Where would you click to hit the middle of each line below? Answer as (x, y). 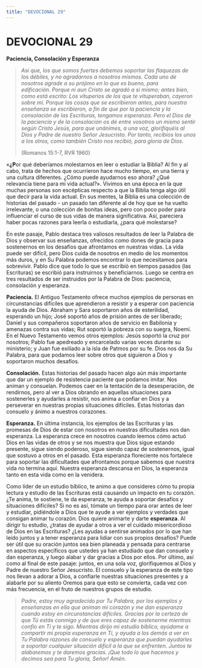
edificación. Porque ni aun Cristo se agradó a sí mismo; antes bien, (105, 89)
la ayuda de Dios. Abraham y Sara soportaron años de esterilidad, (88, 310)
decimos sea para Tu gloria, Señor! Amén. (74, 658)
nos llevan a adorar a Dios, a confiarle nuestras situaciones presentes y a (97, 576)
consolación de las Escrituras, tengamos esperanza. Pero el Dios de (106, 115)
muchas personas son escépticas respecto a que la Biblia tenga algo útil (96, 190)
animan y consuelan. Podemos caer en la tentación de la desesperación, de (100, 386)
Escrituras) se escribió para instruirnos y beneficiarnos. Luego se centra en (100, 272)
